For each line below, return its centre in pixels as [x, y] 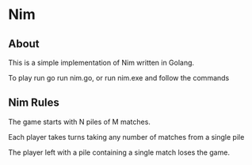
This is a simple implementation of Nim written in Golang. [101, 62]
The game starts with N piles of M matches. [79, 122]
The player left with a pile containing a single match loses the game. [119, 152]
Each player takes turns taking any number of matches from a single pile [126, 137]
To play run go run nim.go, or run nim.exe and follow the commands [119, 78]
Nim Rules [34, 103]
